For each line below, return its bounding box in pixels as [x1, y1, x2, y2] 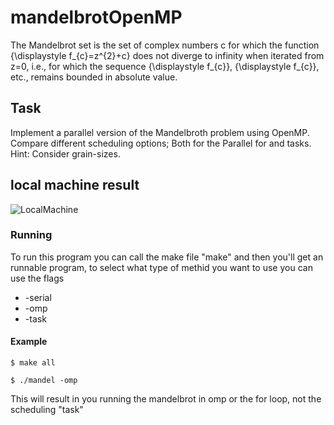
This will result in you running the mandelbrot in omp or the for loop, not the [10, 393, 322, 405]
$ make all [10, 358, 56, 368]
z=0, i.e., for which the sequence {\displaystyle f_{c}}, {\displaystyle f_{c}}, [10, 60, 320, 72]
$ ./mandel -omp [10, 376, 78, 386]
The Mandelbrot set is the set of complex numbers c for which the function [10, 39, 320, 51]
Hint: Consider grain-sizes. [10, 147, 121, 160]
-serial [24, 291, 52, 303]
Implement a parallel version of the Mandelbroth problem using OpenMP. [10, 126, 310, 138]
